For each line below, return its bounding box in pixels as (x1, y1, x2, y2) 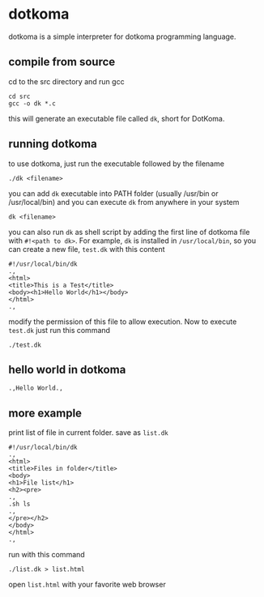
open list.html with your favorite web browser (8, 580, 166, 590)
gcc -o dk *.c (8, 99, 57, 108)
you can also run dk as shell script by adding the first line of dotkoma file (8, 227, 250, 237)
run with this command (8, 550, 85, 560)
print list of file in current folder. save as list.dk (8, 428, 168, 437)
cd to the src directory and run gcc (8, 76, 125, 86)
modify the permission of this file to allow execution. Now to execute (8, 317, 237, 326)
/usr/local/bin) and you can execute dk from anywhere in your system (8, 197, 240, 207)
